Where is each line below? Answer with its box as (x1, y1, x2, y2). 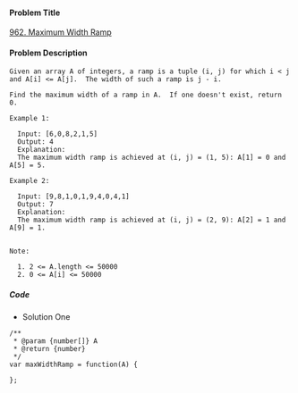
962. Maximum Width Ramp (9, 27, 112, 38)
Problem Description (9, 47, 88, 58)
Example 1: (9, 114, 50, 123)
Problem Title (9, 7, 61, 18)
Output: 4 (17, 138, 54, 146)
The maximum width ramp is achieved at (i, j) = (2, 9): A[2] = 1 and (17, 215, 286, 225)
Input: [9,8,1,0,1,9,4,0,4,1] (17, 192, 130, 201)
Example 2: (9, 177, 50, 186)
